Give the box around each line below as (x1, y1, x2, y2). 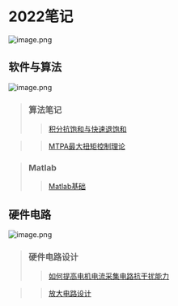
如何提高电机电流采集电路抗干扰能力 (48, 271, 170, 281)
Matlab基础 (48, 182, 87, 192)
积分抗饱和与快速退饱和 (48, 124, 127, 134)
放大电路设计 (48, 289, 91, 299)
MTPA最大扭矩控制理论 (48, 141, 125, 151)
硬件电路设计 (28, 252, 78, 263)
